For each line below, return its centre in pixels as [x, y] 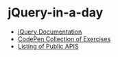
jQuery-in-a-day [56, 13]
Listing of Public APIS [48, 46]
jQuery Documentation [50, 32]
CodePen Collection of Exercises [64, 38]
